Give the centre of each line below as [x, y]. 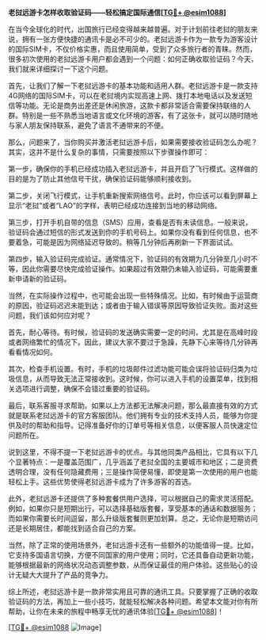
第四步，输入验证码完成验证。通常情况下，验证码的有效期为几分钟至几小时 [129, 259]
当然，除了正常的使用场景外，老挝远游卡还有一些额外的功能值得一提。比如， [133, 545]
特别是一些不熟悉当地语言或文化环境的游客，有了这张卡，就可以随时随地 [140, 115]
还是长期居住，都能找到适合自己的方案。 [74, 528]
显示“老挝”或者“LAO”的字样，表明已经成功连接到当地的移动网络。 [115, 206]
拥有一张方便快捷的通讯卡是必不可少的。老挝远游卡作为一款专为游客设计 [140, 39]
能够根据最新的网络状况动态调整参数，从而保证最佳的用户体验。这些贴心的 [129, 565]
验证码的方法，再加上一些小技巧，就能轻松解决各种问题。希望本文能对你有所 [133, 602]
